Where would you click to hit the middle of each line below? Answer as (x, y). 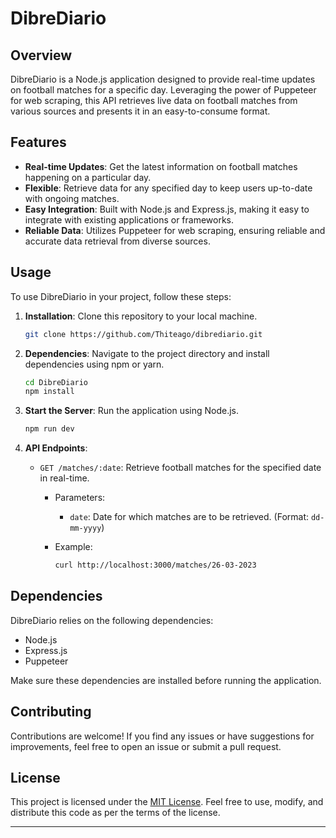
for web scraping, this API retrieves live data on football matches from (154, 100)
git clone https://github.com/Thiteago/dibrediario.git (143, 334)
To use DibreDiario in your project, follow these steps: (121, 296)
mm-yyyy (85, 528)
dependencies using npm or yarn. (94, 364)
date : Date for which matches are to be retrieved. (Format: (189, 517)
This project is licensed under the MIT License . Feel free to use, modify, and (167, 802)
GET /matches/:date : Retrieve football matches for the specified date (180, 468)
